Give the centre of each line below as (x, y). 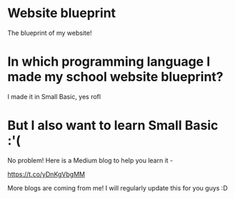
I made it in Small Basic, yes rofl (54, 96)
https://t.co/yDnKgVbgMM (46, 174)
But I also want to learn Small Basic (113, 126)
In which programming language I (109, 62)
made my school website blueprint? (115, 77)
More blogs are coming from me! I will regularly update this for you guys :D (118, 188)
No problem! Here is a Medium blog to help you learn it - (90, 160)
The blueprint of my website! (50, 33)
